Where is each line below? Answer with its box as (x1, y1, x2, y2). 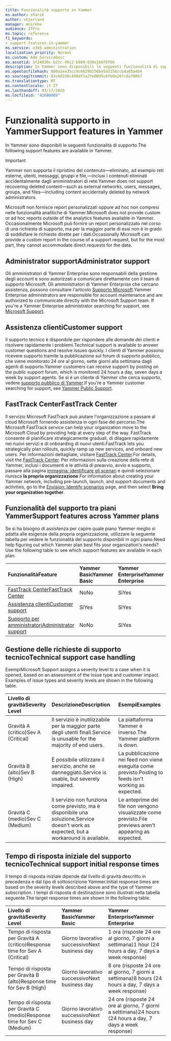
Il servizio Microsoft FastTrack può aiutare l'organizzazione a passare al (5, 413, 156, 419)
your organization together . (5, 489, 65, 495)
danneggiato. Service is (51, 769, 107, 776)
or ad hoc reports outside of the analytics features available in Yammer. (5, 215, 155, 221)
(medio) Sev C (8, 815, 41, 823)
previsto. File (118, 815, 148, 823)
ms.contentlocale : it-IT (5, 83, 58, 88)
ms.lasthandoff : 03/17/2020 (5, 88, 65, 93)
